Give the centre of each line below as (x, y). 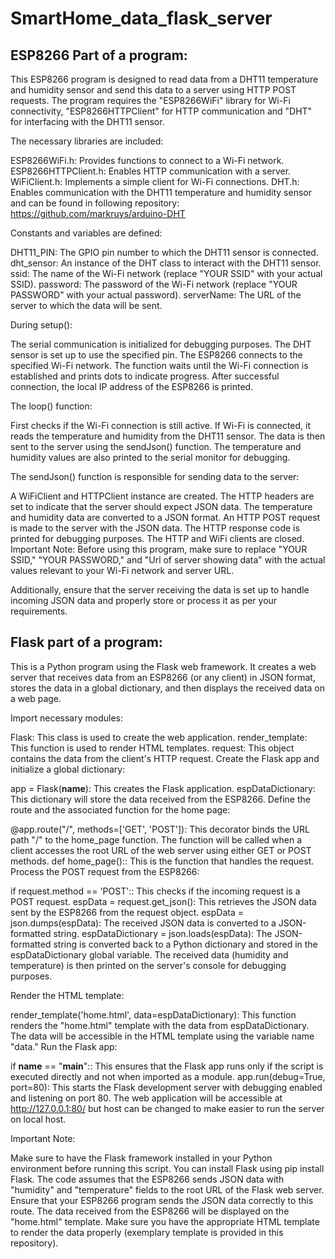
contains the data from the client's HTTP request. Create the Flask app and (165, 758)
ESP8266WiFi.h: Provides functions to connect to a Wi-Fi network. (147, 160)
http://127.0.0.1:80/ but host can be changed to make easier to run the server (167, 1108)
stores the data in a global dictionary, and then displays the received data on (167, 688)
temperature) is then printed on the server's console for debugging (148, 965)
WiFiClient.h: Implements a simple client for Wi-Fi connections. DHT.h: (155, 181)
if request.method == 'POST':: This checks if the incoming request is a (155, 891)
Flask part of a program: (86, 642)
